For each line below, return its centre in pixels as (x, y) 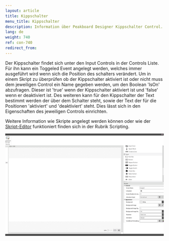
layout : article (22, 11)
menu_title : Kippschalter (32, 21)
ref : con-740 (19, 43)
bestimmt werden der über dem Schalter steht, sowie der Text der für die (81, 101)
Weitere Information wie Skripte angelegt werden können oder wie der (78, 121)
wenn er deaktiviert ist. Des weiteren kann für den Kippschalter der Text (80, 95)
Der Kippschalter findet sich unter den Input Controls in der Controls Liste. (82, 63)
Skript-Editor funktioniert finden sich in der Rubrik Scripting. (67, 126)
